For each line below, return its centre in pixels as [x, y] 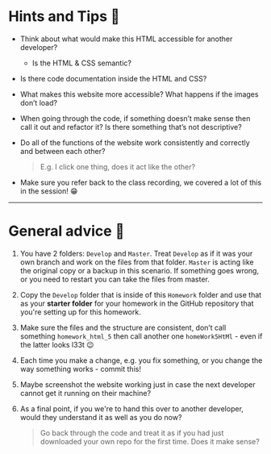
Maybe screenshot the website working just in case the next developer [138, 384]
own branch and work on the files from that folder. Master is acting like [137, 262]
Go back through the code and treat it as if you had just [132, 433]
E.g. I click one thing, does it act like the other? [118, 167]
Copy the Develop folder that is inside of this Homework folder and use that [141, 294]
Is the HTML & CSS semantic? [81, 63]
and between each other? [63, 151]
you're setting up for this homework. [80, 312]
